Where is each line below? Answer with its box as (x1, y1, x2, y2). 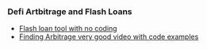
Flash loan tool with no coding (18, 24, 117, 33)
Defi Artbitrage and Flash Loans (7, 6, 132, 17)
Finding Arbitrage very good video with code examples (18, 32, 199, 41)
